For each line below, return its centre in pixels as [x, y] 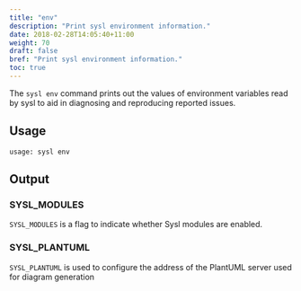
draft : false [34, 51]
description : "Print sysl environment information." [110, 26]
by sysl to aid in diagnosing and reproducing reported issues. [123, 102]
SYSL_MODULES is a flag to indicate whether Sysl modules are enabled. [136, 225]
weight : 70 [30, 43]
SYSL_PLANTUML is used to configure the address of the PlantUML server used [150, 267]
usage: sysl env [40, 152]
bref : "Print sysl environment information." [96, 59]
